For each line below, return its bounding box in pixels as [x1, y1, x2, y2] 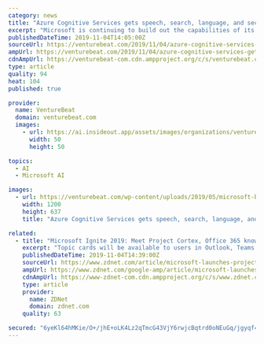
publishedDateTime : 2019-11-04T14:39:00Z [22, 251, 159, 260]
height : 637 [22, 208, 61, 216]
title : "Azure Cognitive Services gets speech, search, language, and [8, 19, 244, 27]
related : [8, 229, 37, 237]
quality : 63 [22, 310, 61, 318]
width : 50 [28, 135, 61, 143]
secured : [8, 324, 37, 332]
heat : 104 [8, 77, 41, 85]
